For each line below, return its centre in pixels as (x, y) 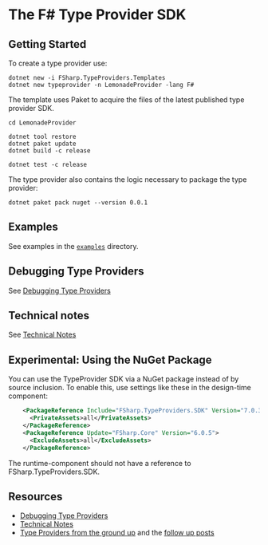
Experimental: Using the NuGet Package (110, 359)
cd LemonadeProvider (43, 123)
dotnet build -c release (49, 151)
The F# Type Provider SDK (97, 15)
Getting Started (47, 44)
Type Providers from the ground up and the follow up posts (117, 533)
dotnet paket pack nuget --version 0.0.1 (78, 203)
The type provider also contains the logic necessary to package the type (128, 180)
